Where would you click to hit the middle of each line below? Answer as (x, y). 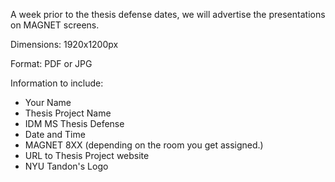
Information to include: (57, 83)
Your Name (48, 102)
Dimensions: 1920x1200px (64, 44)
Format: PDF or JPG (51, 63)
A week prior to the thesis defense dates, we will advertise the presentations (168, 14)
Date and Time (55, 134)
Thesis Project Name (68, 113)
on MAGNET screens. (55, 25)
